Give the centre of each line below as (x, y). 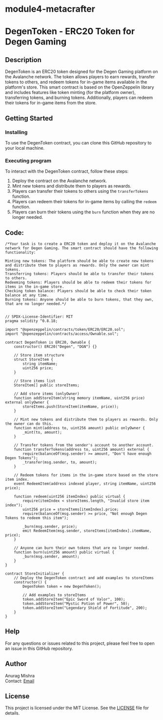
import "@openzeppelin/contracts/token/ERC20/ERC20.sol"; (65, 329)
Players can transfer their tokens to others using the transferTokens (80, 191)
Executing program (28, 161)
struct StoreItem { (34, 359)
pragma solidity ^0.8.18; (31, 321)
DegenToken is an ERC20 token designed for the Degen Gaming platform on (81, 71)
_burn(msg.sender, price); (50, 526)
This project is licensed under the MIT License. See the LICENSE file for (77, 708)
